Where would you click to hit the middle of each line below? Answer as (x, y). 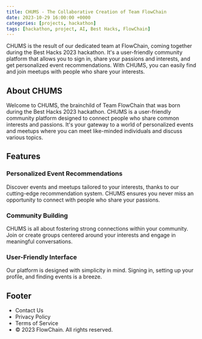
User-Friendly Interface (42, 257)
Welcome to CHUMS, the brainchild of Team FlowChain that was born (93, 105)
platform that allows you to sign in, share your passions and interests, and (98, 59)
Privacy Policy (33, 317)
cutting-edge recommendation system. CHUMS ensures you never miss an (100, 193)
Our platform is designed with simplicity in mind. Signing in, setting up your (100, 271)
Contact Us (29, 311)
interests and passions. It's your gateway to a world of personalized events (100, 125)
